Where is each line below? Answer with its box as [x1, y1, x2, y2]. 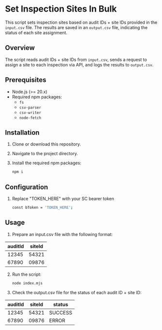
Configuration [5, 183, 48, 191]
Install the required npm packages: [12, 160, 81, 166]
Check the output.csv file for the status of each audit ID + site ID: [12, 289, 142, 295]
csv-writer [19, 110, 42, 115]
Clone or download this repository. [12, 141, 81, 147]
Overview [5, 44, 35, 52]
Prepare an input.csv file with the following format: [12, 231, 113, 237]
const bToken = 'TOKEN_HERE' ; [12, 205, 74, 210]
